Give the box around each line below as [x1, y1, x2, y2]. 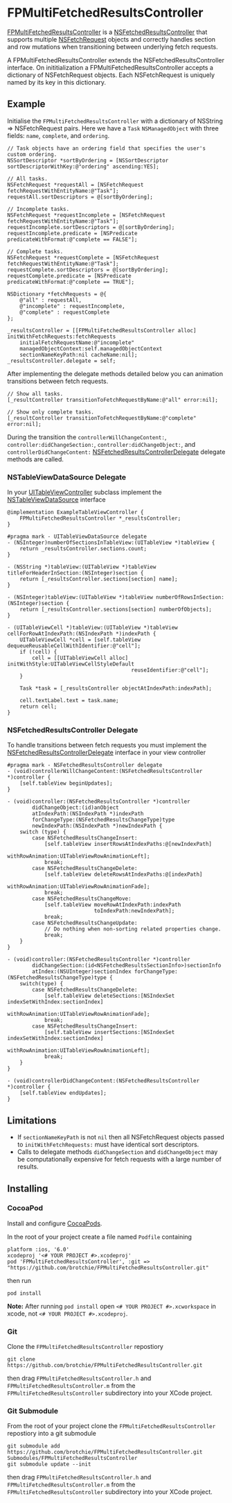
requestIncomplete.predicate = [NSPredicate [7, 230, 138, 237]
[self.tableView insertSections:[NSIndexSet [44, 1029, 175, 1036]
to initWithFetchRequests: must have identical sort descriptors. [17, 1140, 199, 1149]
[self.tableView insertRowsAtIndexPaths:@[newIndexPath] [44, 841, 213, 848]
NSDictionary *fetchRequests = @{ [7, 290, 107, 298]
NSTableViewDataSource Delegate [7, 472, 127, 482]
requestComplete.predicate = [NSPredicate [7, 272, 132, 279]
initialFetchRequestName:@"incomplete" [19, 339, 135, 346]
